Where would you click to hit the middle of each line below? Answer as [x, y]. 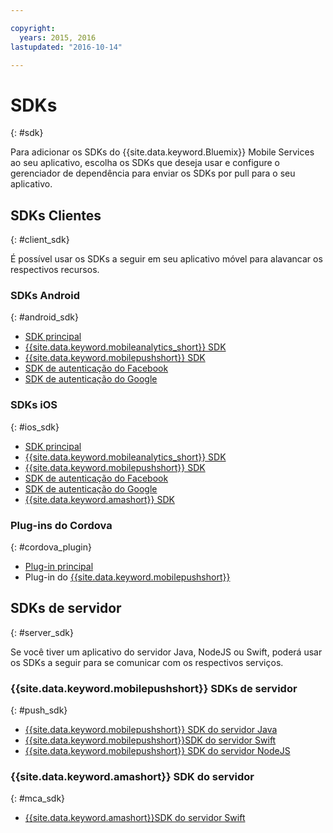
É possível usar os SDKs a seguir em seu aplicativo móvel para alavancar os [166, 259]
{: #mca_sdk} [38, 798]
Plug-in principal [59, 567]
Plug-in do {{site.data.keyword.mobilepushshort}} [127, 577]
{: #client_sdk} [40, 240]
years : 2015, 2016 [58, 37]
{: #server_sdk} [42, 632]
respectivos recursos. [55, 270]
